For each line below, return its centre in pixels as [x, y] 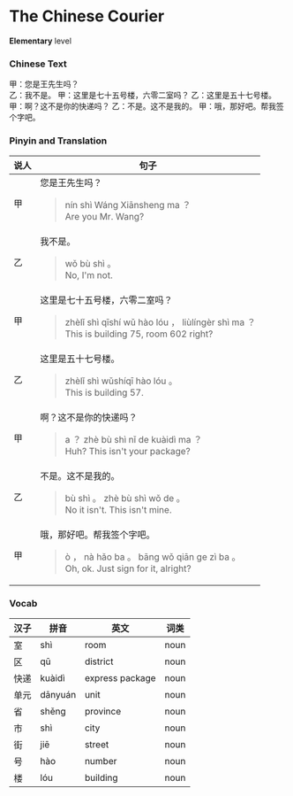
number [101, 761]
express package [120, 677]
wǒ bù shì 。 [90, 263]
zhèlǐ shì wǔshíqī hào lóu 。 [121, 381]
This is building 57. [104, 392]
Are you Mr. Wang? [105, 216]
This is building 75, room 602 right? [139, 334]
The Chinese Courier [87, 16]
